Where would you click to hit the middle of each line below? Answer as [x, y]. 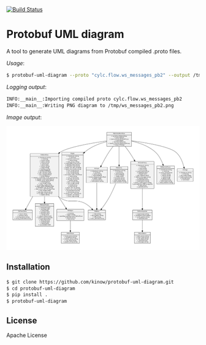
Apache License [27, 335]
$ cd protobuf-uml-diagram [41, 289]
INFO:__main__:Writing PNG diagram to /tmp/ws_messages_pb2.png [90, 105]
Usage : [16, 63]
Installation [28, 267]
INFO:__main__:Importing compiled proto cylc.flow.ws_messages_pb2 [94, 99]
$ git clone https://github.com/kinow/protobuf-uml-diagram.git [90, 282]
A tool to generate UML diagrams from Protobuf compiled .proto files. [94, 51]
